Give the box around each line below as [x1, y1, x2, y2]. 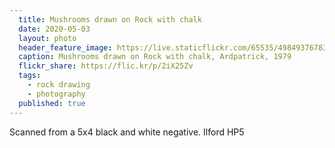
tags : [18, 71, 42, 81]
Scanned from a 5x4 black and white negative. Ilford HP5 [9, 126, 245, 138]
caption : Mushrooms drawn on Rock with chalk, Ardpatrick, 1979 [18, 52, 292, 62]
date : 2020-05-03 [18, 24, 91, 34]
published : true [18, 98, 86, 108]
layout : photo [18, 33, 77, 43]
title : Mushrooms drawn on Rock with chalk [18, 14, 202, 25]
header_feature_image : [18, 42, 113, 53]
